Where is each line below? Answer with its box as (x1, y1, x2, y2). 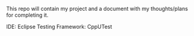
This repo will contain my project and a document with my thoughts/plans (6, 5, 188, 12)
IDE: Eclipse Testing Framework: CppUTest (6, 23, 112, 30)
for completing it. (6, 11, 49, 19)
